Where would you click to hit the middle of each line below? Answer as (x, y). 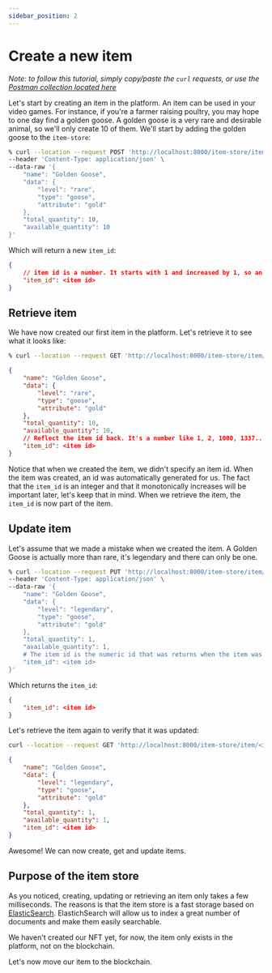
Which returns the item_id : (53, 685)
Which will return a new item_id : (62, 250)
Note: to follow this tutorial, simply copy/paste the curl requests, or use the (134, 79)
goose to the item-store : (50, 137)
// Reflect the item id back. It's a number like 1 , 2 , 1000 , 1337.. (143, 438)
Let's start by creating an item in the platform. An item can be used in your (132, 103)
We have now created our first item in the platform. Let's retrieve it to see (130, 332)
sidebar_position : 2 (43, 16)
